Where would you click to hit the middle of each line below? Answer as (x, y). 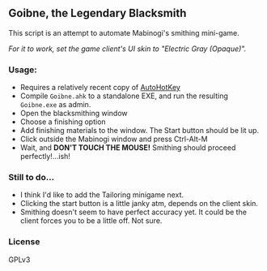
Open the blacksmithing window (74, 114)
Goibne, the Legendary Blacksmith (97, 13)
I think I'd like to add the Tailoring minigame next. (102, 195)
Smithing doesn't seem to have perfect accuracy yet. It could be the (133, 212)
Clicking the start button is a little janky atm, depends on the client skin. (139, 204)
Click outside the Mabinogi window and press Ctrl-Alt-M (114, 139)
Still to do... (32, 178)
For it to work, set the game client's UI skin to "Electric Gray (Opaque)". (127, 49)
